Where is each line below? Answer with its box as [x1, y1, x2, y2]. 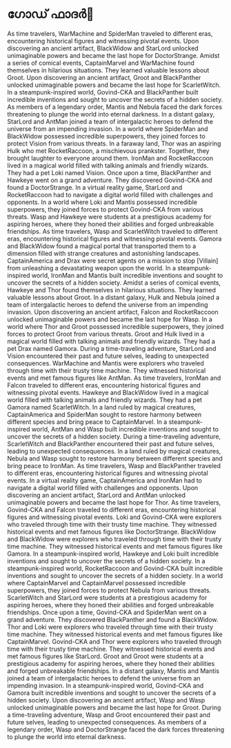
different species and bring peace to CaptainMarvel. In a [7, 417, 168, 426]
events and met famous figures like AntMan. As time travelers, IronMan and [7, 374, 221, 382]
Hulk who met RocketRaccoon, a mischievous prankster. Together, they [7, 146, 210, 154]
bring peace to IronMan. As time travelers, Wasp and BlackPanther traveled [7, 461, 221, 469]
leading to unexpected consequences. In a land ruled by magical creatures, [7, 447, 221, 455]
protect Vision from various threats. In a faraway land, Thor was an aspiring [7, 139, 221, 148]
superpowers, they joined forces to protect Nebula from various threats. [7, 586, 212, 594]
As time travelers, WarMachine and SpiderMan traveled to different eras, [7, 29, 213, 37]
